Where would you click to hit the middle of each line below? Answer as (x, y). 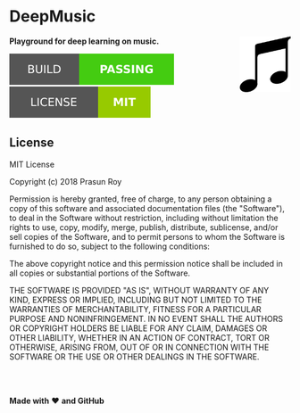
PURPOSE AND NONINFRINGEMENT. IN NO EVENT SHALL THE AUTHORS (146, 318)
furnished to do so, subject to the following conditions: (109, 246)
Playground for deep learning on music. (84, 41)
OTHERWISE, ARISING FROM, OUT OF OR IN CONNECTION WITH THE (139, 347)
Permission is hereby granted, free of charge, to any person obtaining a (141, 199)
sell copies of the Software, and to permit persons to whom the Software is (147, 236)
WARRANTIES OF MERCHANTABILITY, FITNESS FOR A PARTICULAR (135, 309)
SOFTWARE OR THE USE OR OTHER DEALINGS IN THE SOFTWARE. (134, 356)
